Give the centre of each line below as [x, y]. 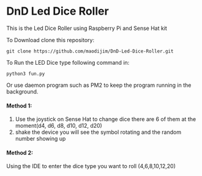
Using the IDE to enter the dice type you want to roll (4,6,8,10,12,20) [91, 166]
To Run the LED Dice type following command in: [68, 62]
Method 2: [20, 152]
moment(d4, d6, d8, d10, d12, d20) [58, 126]
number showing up [40, 139]
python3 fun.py [26, 74]
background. [22, 91]
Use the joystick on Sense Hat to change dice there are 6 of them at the [106, 119]
